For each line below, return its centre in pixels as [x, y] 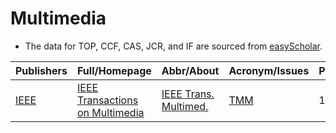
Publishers [41, 70]
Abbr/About [190, 70]
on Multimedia [111, 112]
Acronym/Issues [269, 70]
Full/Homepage [114, 70]
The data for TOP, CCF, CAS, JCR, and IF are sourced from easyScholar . [173, 46]
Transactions [108, 100]
